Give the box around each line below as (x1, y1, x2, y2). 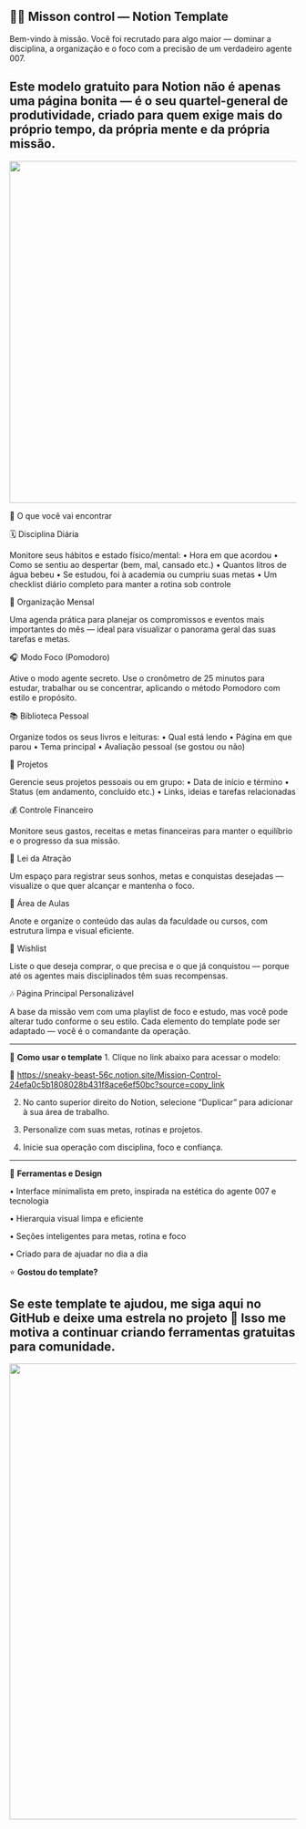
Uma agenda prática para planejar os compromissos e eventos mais (9, 614, 265, 625)
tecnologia (9, 1195, 49, 1206)
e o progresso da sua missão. (9, 835, 120, 846)
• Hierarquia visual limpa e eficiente (9, 1213, 144, 1224)
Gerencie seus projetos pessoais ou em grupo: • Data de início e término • (9, 776, 290, 787)
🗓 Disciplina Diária (9, 528, 79, 539)
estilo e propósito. (9, 692, 77, 703)
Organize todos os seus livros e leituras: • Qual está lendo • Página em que (9, 731, 293, 742)
